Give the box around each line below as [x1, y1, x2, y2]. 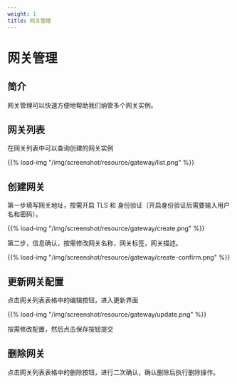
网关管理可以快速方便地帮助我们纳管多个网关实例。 [7, 101, 157, 109]
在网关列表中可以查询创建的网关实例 [7, 144, 114, 153]
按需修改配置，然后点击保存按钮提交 [7, 325, 114, 333]
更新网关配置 [7, 275, 64, 287]
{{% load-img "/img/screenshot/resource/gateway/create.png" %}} [7, 224, 205, 233]
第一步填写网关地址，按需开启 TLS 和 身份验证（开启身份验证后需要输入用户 [7, 201, 230, 210]
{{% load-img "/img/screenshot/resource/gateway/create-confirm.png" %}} [7, 253, 231, 262]
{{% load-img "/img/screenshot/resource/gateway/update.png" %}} [7, 310, 207, 318]
